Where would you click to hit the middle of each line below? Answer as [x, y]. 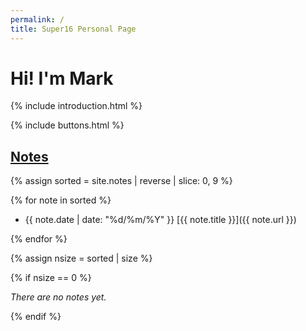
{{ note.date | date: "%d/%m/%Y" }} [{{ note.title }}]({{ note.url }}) [160, 220]
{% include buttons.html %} [67, 125]
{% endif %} [36, 317]
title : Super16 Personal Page [73, 29]
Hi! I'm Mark [62, 78]
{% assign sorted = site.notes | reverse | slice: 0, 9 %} [121, 181]
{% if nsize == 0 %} [51, 278]
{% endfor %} [39, 239]
